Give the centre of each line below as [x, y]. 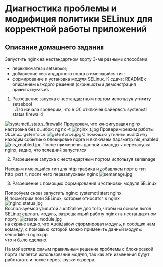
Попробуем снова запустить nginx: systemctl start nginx [63, 193]
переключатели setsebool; [40, 68]
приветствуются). [31, 89]
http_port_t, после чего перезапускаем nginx [52, 174]
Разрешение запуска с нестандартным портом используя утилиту [81, 99]
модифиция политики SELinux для [79, 19]
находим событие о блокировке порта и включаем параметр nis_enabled [82, 139]
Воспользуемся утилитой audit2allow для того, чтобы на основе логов [78, 209]
